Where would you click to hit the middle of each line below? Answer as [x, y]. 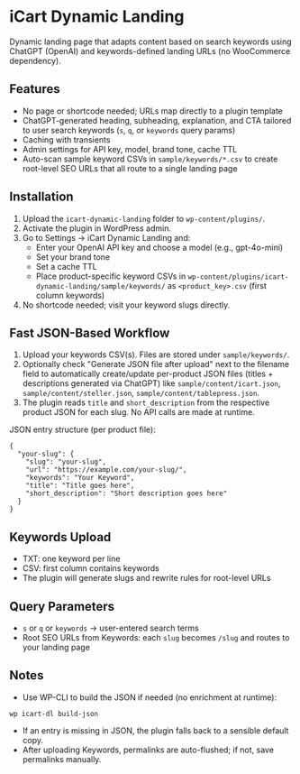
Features [35, 89]
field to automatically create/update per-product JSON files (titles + [148, 374]
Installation [41, 197]
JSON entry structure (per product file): [82, 429]
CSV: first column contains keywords [91, 568]
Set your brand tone [73, 257]
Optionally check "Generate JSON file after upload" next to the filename [156, 364]
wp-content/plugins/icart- [238, 277]
